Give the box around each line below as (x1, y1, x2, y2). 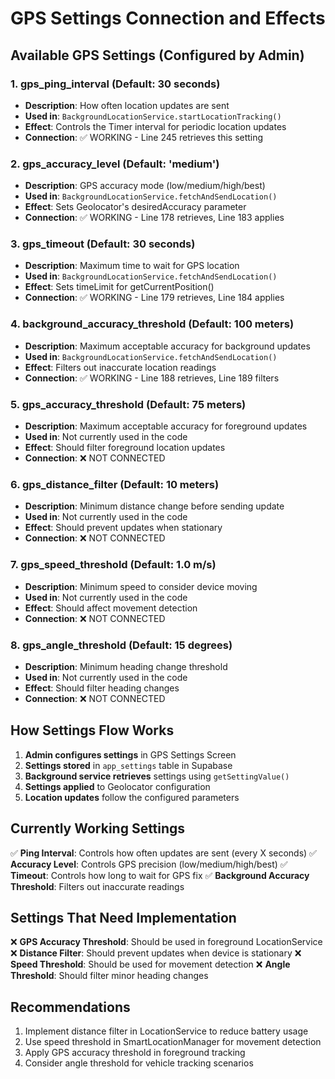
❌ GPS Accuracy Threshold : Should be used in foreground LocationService (10, 936, 323, 948)
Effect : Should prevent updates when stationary (24, 522, 223, 534)
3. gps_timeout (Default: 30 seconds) (10, 237, 196, 251)
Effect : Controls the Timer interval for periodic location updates (24, 120, 287, 132)
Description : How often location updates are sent (24, 99, 230, 111)
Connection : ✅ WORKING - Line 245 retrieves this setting (24, 131, 264, 143)
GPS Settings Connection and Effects (10, 7, 326, 30)
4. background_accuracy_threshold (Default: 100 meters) (10, 317, 295, 331)
